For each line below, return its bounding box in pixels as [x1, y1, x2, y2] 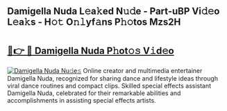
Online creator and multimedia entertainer [83, 67, 203, 74]
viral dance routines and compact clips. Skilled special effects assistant [7, 82, 212, 90]
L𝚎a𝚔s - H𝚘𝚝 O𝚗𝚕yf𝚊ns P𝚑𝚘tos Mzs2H [7, 17, 181, 28]
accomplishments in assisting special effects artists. [7, 97, 156, 104]
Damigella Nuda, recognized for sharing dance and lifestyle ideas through [7, 74, 219, 82]
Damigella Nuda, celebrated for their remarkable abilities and [7, 89, 181, 97]
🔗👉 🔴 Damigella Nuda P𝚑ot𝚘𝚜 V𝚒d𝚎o [7, 45, 175, 57]
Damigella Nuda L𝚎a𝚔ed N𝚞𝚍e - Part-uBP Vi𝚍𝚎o [7, 6, 220, 17]
